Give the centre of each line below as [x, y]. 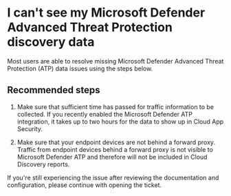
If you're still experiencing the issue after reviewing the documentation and [113, 177]
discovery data [51, 42]
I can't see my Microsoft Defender [106, 13]
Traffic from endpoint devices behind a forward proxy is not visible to [115, 149]
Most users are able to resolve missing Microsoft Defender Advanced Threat [115, 61]
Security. [30, 128]
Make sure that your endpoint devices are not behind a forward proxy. [116, 142]
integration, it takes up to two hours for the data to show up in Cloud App [120, 121]
